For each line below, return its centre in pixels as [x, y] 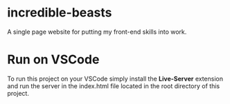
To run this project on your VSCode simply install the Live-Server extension [115, 79]
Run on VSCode [53, 60]
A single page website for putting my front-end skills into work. [97, 32]
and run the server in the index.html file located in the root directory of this [114, 86]
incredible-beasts [60, 13]
